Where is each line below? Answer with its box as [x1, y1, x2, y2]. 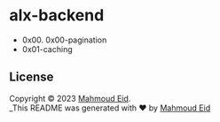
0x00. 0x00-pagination [21, 34, 107, 45]
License [9, 70, 54, 85]
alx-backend [9, 5, 105, 26]
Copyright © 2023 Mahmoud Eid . [9, 93, 131, 103]
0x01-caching [21, 43, 73, 54]
